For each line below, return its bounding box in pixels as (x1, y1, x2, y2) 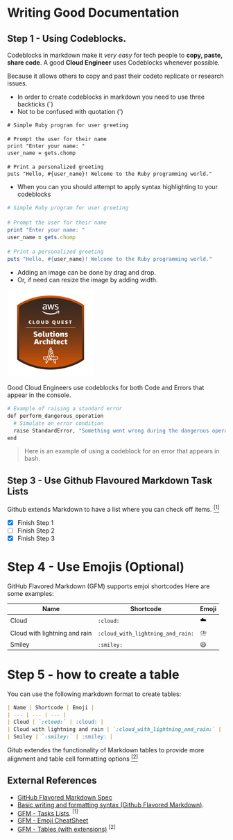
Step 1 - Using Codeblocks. (7, 33, 127, 45)
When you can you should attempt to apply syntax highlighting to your (17, 183, 218, 191)
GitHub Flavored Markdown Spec (17, 793, 112, 801)
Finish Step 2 (17, 526, 55, 535)
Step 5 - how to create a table (7, 666, 180, 682)
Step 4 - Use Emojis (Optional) (7, 559, 185, 575)
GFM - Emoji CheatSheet (17, 816, 89, 825)
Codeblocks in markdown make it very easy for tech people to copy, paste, (7, 51, 223, 59)
